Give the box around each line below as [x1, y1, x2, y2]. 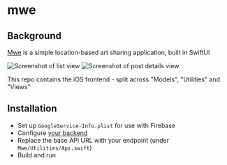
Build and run [17, 150, 56, 159]
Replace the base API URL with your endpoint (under [17, 136, 170, 144]
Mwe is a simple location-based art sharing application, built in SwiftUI [7, 48, 210, 56]
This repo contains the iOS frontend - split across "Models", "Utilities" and [7, 75, 220, 84]
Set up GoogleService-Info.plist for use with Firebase [17, 121, 176, 129]
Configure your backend [17, 128, 88, 137]
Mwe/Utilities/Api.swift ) [17, 143, 92, 152]
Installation [7, 103, 57, 115]
